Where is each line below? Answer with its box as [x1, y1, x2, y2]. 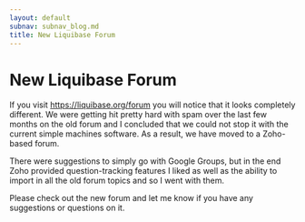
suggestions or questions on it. [9, 202, 125, 214]
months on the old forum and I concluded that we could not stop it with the [9, 119, 289, 130]
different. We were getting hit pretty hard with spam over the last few [9, 109, 268, 120]
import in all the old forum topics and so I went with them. [9, 175, 225, 187]
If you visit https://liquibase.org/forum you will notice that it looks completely [9, 99, 296, 110]
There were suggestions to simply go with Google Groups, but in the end [9, 156, 281, 166]
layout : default [9, 13, 71, 23]
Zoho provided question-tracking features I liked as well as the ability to [9, 166, 278, 177]
